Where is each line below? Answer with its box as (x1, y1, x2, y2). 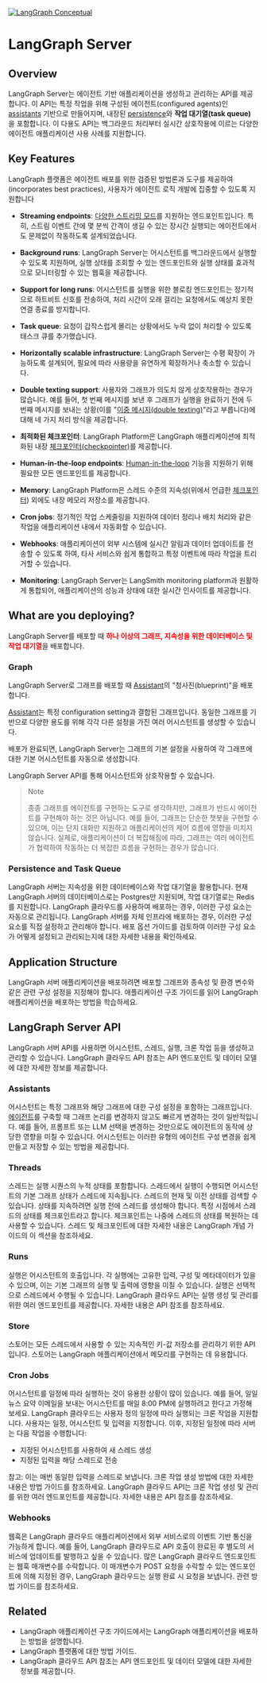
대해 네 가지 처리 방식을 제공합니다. (19, 414, 129, 424)
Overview (8, 67, 58, 80)
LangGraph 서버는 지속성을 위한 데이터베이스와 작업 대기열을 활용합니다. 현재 (8, 882, 249, 892)
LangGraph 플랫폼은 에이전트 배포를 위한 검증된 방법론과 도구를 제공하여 (8, 174, 234, 184)
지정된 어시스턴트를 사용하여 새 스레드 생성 (19, 1445, 153, 1455)
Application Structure (8, 955, 118, 969)
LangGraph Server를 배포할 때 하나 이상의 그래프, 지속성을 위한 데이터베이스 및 (8, 631, 253, 640)
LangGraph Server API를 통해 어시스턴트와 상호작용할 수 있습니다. (8, 771, 215, 780)
